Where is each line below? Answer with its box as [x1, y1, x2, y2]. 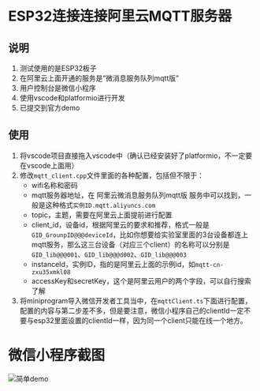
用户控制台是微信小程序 [19, 84, 96, 92]
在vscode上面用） [19, 160, 79, 170]
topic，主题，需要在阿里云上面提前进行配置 [31, 210, 173, 220]
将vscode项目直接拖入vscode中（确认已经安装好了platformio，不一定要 [19, 151, 253, 160]
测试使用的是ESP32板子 [19, 64, 97, 73]
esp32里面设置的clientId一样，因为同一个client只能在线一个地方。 [33, 315, 248, 325]
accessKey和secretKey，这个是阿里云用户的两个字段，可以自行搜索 [31, 276, 251, 285]
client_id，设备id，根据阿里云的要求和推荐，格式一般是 [31, 220, 210, 229]
